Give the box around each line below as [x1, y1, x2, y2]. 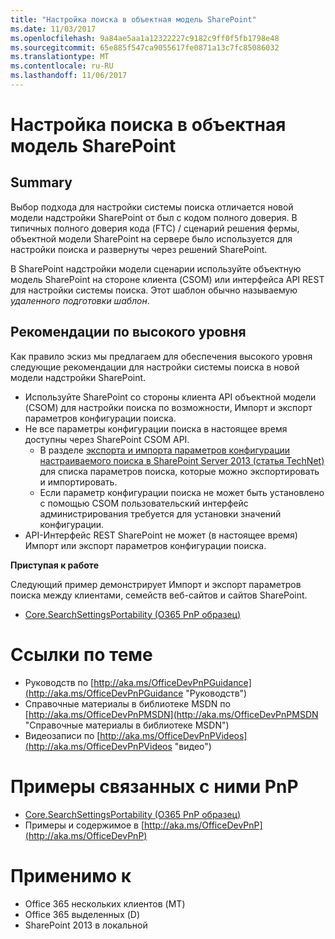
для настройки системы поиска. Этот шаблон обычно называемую [10, 284, 298, 296]
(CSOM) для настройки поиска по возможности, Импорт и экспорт [24, 401, 313, 413]
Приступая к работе [10, 559, 99, 571]
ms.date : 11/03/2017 [10, 24, 97, 34]
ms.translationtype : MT [10, 52, 110, 62]
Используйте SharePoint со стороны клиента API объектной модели [24, 391, 317, 403]
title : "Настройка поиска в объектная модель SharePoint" [10, 14, 257, 25]
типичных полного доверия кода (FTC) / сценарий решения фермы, [10, 222, 300, 234]
